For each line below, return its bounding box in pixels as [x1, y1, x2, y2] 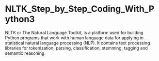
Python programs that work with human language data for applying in [5, 35, 144, 41]
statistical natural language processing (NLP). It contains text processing [5, 40, 150, 46]
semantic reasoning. [5, 50, 46, 56]
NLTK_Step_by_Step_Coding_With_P [5, 3, 155, 15]
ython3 [5, 14, 35, 25]
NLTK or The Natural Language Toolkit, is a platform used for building [5, 30, 144, 35]
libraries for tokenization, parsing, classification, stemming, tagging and [5, 45, 148, 51]
